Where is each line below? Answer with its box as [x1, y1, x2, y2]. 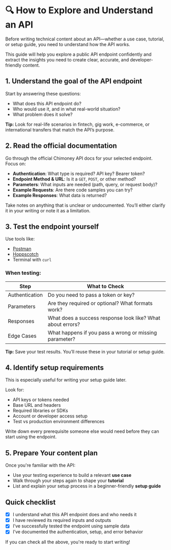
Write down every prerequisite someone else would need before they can [5, 428, 159, 434]
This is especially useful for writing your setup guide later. [5, 377, 127, 383]
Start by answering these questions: [5, 91, 81, 97]
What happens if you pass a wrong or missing [47, 329, 157, 336]
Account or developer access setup [12, 413, 88, 419]
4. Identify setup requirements [5, 363, 104, 372]
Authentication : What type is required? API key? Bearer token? [12, 170, 145, 177]
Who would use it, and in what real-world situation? [12, 106, 121, 112]
